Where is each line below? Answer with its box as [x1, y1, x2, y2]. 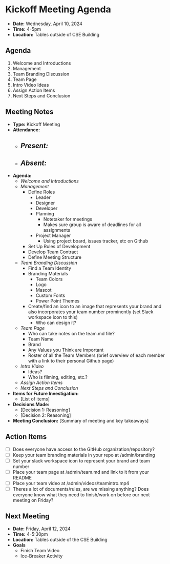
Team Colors [35, 276, 63, 282]
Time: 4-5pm [12, 26, 41, 32]
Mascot [35, 287, 52, 293]
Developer [35, 205, 58, 211]
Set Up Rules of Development [28, 243, 91, 249]
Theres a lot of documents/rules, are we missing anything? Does [12, 486, 149, 492]
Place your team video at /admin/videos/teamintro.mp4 [12, 480, 130, 486]
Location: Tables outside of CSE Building [12, 31, 100, 37]
